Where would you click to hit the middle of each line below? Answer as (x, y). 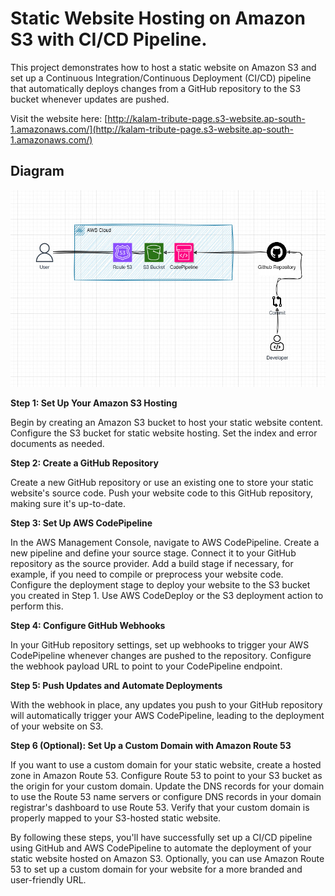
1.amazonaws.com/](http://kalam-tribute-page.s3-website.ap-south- (152, 129)
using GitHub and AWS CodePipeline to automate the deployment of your (161, 848)
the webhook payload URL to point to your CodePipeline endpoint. (146, 666)
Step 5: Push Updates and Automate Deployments (116, 685)
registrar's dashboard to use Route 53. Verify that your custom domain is (160, 807)
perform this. (37, 606)
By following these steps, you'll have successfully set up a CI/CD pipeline (161, 837)
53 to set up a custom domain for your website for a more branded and (156, 869)
